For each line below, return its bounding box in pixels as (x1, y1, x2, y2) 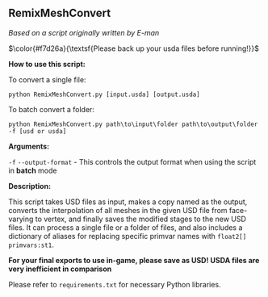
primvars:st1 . (8, 240, 54, 249)
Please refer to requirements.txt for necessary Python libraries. (8, 279, 221, 289)
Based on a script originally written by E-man (8, 27, 160, 37)
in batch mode (8, 165, 57, 175)
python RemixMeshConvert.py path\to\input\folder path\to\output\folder (8, 120, 258, 128)
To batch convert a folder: (8, 104, 95, 114)
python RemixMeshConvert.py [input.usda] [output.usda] (8, 90, 200, 98)
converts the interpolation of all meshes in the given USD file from (8, 205, 228, 215)
